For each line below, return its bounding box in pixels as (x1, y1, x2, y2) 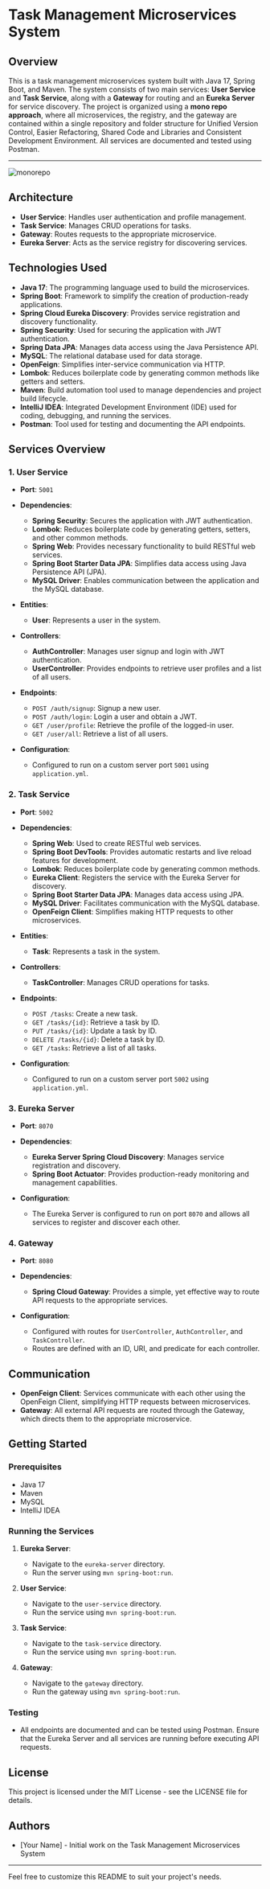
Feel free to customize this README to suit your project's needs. (8, 1871, 223, 1881)
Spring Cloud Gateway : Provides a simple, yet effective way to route (31, 1287, 260, 1296)
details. (8, 1796, 33, 1805)
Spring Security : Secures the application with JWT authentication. (31, 516, 253, 526)
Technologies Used (8, 261, 107, 275)
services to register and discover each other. (31, 1217, 181, 1227)
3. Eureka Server (8, 1103, 75, 1114)
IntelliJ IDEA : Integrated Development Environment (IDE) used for (19, 402, 237, 412)
